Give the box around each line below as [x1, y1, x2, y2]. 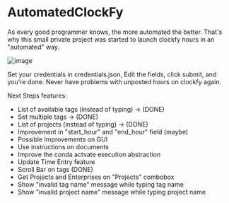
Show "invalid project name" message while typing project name [17, 187, 206, 196]
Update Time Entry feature [17, 157, 95, 166]
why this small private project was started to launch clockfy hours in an [7, 35, 215, 43]
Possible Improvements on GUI [17, 135, 108, 144]
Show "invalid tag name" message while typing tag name [17, 180, 184, 188]
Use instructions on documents [17, 142, 110, 151]
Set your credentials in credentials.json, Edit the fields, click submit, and [7, 70, 217, 79]
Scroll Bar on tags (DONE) [17, 165, 94, 173]
